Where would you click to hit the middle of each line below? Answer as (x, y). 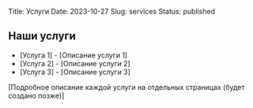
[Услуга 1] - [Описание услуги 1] (74, 55)
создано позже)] (36, 95)
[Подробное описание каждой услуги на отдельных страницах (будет (126, 87)
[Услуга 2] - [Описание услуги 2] (75, 63)
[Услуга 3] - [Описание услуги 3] (75, 72)
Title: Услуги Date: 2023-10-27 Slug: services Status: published (112, 11)
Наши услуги (42, 36)
